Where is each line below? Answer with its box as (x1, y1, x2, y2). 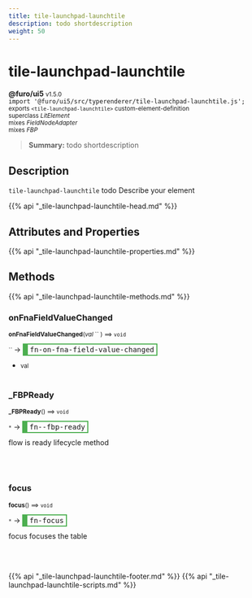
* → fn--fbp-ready (8, 422, 85, 432)
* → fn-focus (8, 515, 64, 525)
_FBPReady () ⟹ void (8, 408, 69, 416)
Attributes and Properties (8, 225, 140, 238)
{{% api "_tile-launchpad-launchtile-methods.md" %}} (8, 291, 190, 301)
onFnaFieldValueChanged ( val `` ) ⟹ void (8, 330, 127, 338)
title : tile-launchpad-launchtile (8, 11, 126, 20)
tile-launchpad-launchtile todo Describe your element (8, 186, 195, 195)
